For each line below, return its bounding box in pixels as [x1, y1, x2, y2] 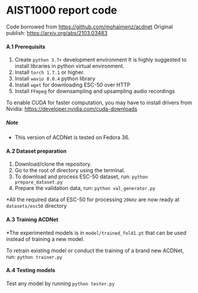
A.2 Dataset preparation [6, 147, 67, 154]
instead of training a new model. [6, 235, 85, 243]
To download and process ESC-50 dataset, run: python [14, 173, 148, 181]
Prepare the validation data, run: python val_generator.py [14, 185, 155, 192]
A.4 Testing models [6, 267, 56, 274]
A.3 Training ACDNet [6, 215, 59, 223]
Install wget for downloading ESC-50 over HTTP [14, 81, 131, 89]
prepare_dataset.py [14, 179, 63, 185]
